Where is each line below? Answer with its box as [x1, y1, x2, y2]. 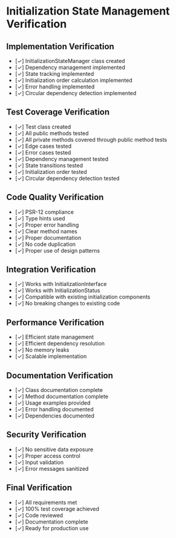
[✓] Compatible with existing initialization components [15, 293, 151, 301]
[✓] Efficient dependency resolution [15, 340, 105, 347]
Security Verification [6, 430, 86, 440]
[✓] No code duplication [15, 241, 76, 248]
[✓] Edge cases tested [15, 142, 72, 150]
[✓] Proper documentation [15, 234, 82, 241]
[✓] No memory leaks [15, 347, 70, 354]
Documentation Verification [6, 370, 114, 380]
